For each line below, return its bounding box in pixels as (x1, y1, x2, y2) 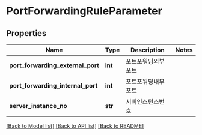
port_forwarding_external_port (9, 61, 99, 70)
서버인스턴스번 (125, 98, 165, 106)
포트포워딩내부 (125, 77, 165, 85)
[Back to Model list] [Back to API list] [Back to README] (6, 122, 144, 130)
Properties (6, 28, 47, 38)
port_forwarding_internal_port (9, 82, 98, 89)
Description (130, 46, 165, 54)
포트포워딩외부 (125, 57, 165, 65)
